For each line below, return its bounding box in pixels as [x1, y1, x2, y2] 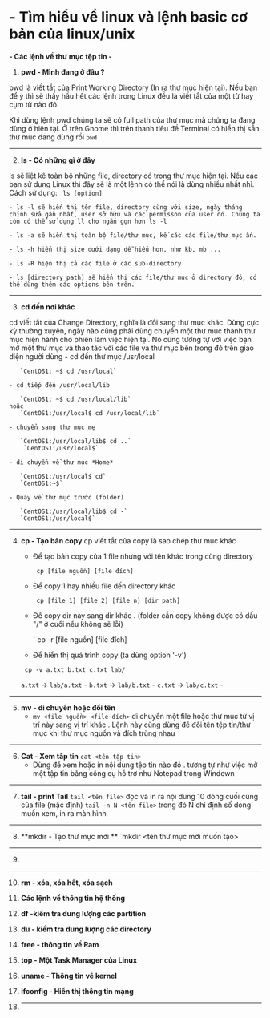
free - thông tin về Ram [20, 939, 99, 949]
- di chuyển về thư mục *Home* [9, 458, 114, 467]
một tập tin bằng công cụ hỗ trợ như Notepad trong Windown [32, 768, 235, 778]
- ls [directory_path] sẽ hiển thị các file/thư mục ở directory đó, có [9, 273, 257, 281]
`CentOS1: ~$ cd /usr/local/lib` [19, 395, 131, 403]
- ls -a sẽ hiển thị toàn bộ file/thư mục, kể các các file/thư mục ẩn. [9, 231, 257, 240]
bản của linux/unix [9, 25, 135, 43]
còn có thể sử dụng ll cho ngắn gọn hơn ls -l [9, 217, 167, 225]
